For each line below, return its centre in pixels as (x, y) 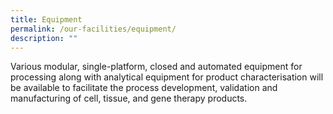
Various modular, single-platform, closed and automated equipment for (156, 67)
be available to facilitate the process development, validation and (144, 88)
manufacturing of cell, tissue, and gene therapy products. (129, 98)
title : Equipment (46, 19)
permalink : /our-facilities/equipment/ (93, 29)
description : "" (44, 38)
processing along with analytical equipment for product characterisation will (167, 77)
